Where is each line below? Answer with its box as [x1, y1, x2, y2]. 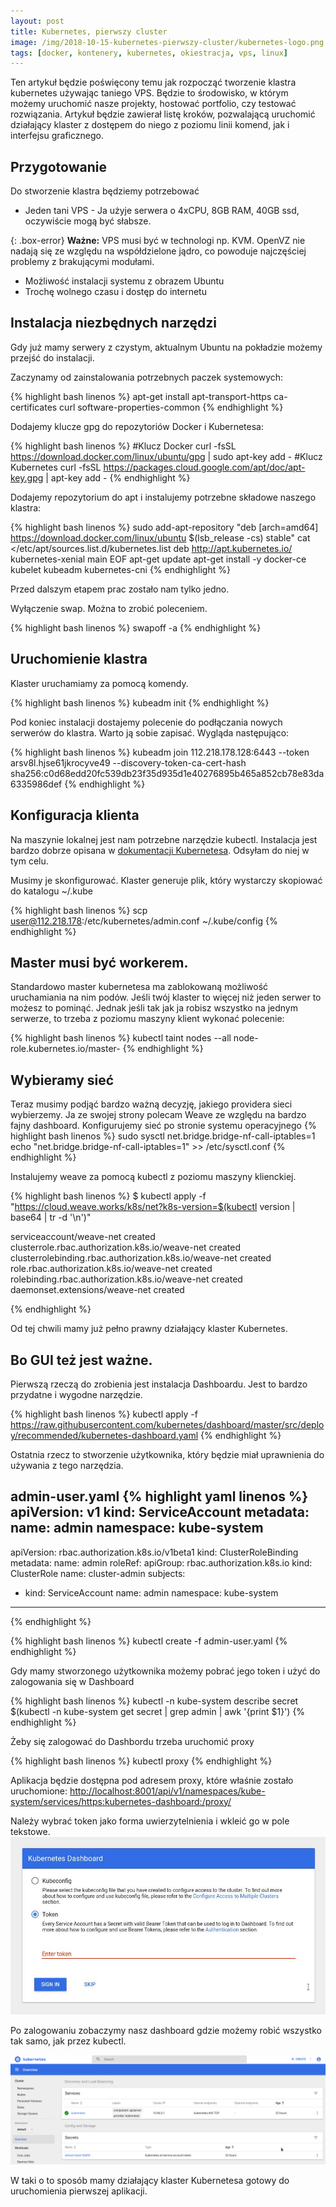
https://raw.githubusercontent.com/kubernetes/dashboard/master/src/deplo [10, 1418, 325, 1430]
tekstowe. [10, 1825, 51, 1837]
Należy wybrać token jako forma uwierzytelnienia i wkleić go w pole [10, 1815, 290, 1827]
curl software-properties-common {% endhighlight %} [59, 401, 284, 413]
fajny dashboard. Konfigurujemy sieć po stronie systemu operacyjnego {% [10, 1120, 317, 1132]
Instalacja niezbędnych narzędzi [10, 315, 217, 332]
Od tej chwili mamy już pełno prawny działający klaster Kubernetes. [10, 1323, 288, 1335]
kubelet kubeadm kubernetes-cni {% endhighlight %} [10, 563, 231, 575]
